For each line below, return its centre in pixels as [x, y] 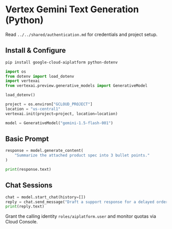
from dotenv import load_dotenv [40, 76]
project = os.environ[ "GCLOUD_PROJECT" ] [49, 104]
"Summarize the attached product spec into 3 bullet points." [82, 155]
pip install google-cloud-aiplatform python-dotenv [61, 62]
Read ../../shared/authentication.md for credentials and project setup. [81, 34]
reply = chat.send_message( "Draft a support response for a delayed [80, 202]
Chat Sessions [29, 185]
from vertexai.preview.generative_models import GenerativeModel [76, 86]
